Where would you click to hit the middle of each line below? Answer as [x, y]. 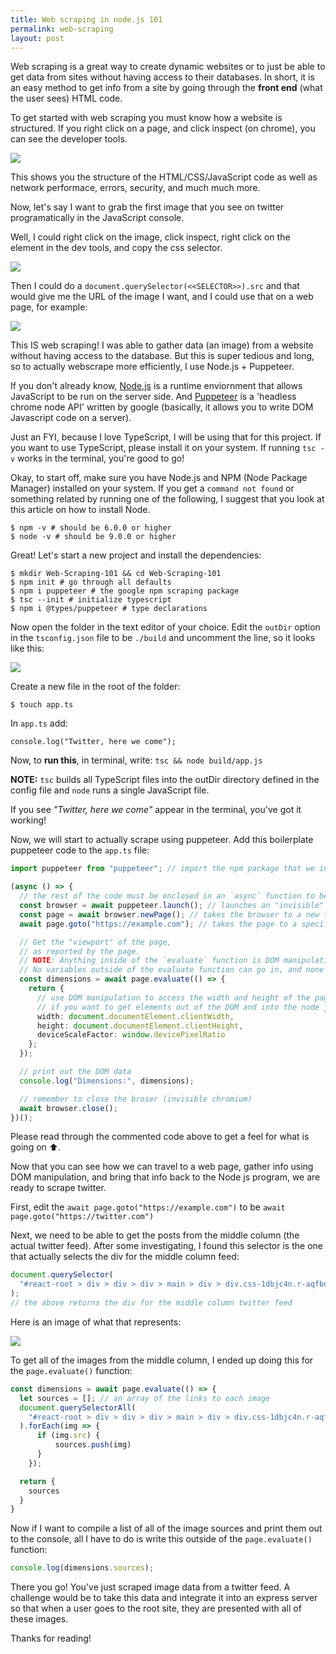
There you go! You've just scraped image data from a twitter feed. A [150, 1587]
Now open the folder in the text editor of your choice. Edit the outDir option [165, 627]
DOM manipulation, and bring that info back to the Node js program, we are [165, 1177]
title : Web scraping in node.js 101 [86, 19]
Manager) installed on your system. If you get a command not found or [152, 488]
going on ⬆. [36, 1147]
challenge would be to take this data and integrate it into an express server [164, 1598]
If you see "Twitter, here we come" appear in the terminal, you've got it [156, 810]
